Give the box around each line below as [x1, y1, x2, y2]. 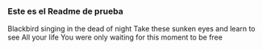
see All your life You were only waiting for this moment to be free [7, 32, 223, 42]
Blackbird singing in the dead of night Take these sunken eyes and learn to [7, 24, 256, 34]
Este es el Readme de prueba [7, 6, 123, 17]
